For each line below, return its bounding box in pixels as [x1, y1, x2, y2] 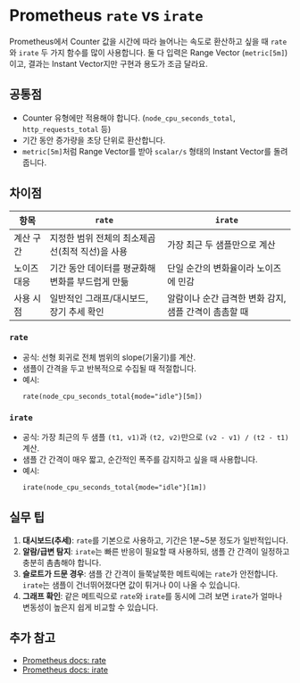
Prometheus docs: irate [21, 664, 109, 675]
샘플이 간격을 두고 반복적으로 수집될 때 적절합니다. [21, 362, 196, 373]
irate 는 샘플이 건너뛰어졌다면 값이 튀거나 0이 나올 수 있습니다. [21, 579, 241, 590]
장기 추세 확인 [49, 305, 104, 318]
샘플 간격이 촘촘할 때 [166, 305, 249, 318]
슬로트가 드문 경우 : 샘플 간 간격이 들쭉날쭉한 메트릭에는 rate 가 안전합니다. [21, 568, 279, 579]
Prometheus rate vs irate [9, 5, 204, 26]
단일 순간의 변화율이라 [166, 262, 254, 274]
